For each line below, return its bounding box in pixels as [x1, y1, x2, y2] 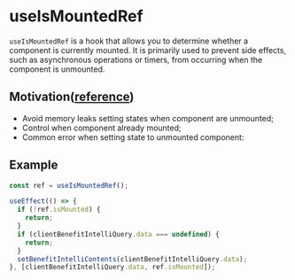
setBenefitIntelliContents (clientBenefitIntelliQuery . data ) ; [17, 254, 248, 263]
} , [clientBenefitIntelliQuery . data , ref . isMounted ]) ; [9, 263, 216, 272]
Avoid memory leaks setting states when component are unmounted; [21, 113, 275, 123]
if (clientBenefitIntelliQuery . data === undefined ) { [17, 229, 220, 238]
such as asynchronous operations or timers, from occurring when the [9, 54, 263, 65]
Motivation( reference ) [9, 89, 135, 105]
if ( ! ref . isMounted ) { [17, 206, 101, 214]
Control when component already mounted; [21, 122, 182, 133]
